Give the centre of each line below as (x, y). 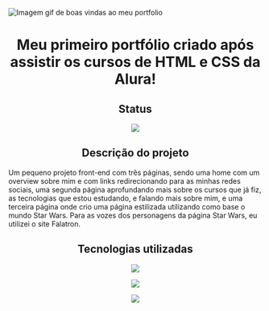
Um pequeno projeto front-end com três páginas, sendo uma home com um (134, 172)
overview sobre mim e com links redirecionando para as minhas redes (125, 180)
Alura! (135, 79)
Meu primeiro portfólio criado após (135, 45)
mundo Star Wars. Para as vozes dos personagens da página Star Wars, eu (133, 215)
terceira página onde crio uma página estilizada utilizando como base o (127, 206)
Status (135, 109)
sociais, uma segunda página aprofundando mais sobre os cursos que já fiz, (135, 189)
